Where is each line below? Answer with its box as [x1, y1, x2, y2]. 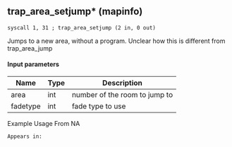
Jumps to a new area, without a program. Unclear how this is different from [7, 37, 226, 45]
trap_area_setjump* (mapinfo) [7, 6, 143, 18]
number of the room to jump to [71, 90, 173, 100]
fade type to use [71, 101, 126, 111]
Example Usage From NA [7, 120, 80, 128]
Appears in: [7, 133, 42, 140]
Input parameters [7, 60, 60, 69]
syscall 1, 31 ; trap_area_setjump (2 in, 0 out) [7, 24, 157, 31]
